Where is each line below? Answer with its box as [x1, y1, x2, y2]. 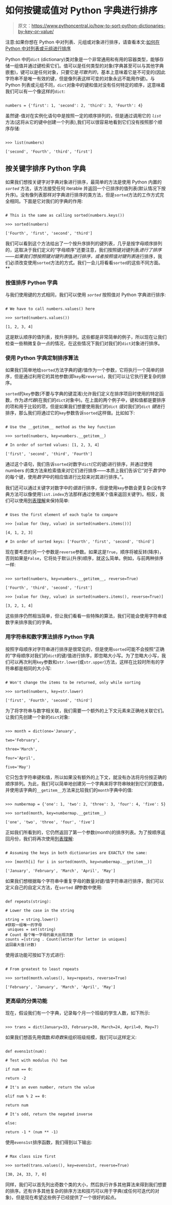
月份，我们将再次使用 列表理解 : [9, 836, 74, 842]
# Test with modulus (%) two [5, 1057, 68, 1063]
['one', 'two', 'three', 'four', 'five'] [5, 819, 95, 825]
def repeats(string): [5, 899, 52, 904]
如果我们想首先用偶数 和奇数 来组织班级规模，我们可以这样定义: [5, 1034, 137, 1040]
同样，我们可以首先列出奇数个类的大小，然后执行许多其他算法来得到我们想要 [5, 1181, 167, 1188]
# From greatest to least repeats [5, 966, 79, 971]
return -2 [5, 1075, 27, 1081]
